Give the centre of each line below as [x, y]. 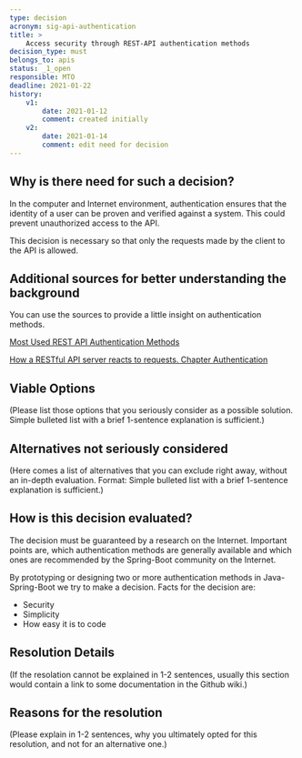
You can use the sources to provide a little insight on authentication [136, 315]
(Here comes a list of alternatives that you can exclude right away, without [149, 470]
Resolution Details [62, 653]
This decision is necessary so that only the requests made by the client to [147, 240]
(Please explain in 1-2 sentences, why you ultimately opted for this [133, 734]
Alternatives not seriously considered [119, 448]
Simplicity [41, 614]
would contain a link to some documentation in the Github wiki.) [129, 684]
